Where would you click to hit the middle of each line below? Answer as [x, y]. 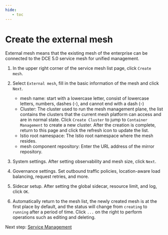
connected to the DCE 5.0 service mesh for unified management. [72, 59]
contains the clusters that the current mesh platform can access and [91, 114]
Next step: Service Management [39, 227]
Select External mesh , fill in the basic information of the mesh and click [86, 83]
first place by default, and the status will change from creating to [80, 207]
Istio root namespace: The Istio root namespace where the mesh [87, 136]
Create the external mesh [59, 39]
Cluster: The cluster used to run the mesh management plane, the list [92, 109]
